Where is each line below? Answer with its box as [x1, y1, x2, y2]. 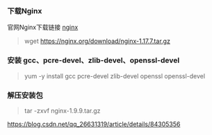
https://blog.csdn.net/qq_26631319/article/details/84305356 [7, 120, 181, 128]
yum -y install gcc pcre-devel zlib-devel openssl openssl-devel [24, 71, 206, 80]
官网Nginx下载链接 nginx [7, 23, 79, 32]
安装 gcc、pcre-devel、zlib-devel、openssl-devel [7, 55, 180, 65]
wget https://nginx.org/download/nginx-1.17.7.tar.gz [24, 37, 170, 46]
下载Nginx [7, 6, 42, 15]
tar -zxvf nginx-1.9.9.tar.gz [24, 106, 101, 115]
